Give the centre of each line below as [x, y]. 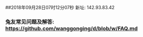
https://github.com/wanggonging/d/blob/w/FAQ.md [71, 28]
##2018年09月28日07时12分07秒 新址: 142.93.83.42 [60, 7]
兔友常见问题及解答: [30, 22]
